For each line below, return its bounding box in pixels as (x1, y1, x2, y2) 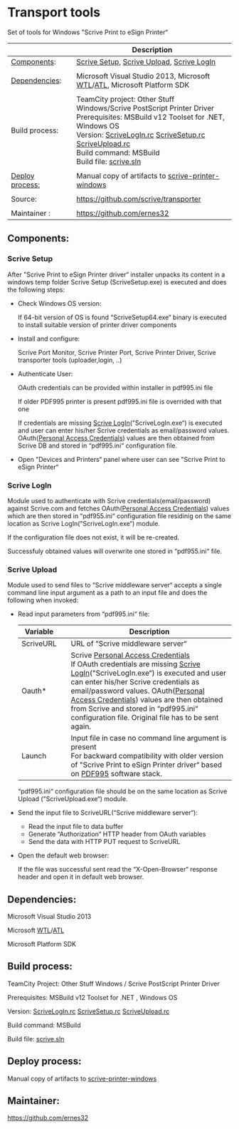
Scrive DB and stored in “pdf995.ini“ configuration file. (17, 441, 178, 450)
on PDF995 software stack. (70, 769, 162, 779)
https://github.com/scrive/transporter (76, 194, 201, 204)
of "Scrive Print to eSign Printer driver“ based (70, 760, 223, 770)
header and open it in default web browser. (17, 872, 144, 881)
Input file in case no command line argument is (70, 733, 227, 743)
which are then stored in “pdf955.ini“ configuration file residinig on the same (7, 511, 231, 520)
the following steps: (7, 285, 65, 294)
